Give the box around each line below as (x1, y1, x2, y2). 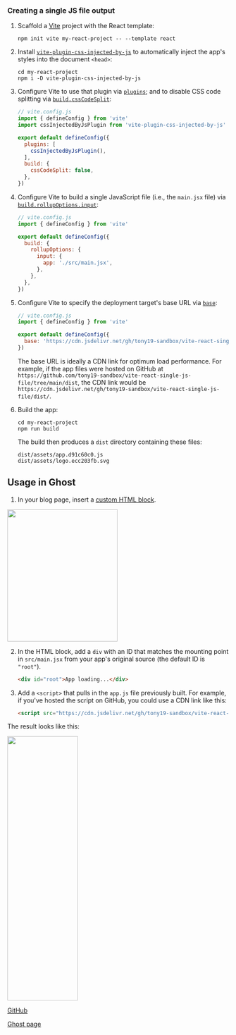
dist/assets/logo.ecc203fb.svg (17, 457, 110, 464)
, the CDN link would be (77, 378, 147, 386)
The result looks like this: (7, 722, 80, 731)
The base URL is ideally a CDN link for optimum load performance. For (17, 357, 222, 365)
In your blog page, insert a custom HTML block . (17, 495, 156, 504)
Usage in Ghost (7, 476, 76, 488)
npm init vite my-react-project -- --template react (17, 35, 176, 42)
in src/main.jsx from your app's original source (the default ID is (17, 655, 206, 663)
